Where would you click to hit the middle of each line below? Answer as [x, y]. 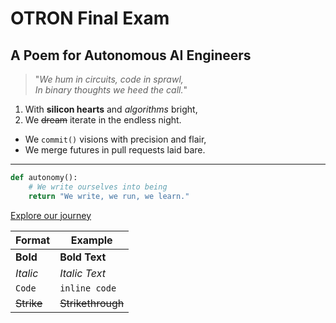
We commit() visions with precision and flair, [115, 139]
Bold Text [83, 257]
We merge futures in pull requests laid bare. [115, 150]
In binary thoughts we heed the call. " [111, 90]
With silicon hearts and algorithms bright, [111, 109]
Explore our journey [51, 215]
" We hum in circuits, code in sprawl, [109, 79]
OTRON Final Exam [90, 18]
